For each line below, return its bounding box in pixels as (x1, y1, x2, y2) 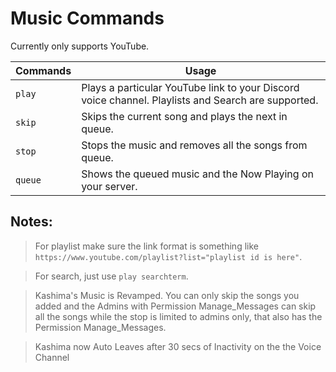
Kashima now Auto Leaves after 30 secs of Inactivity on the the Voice (34, 340, 322, 352)
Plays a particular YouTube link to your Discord (81, 80, 300, 94)
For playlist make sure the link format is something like (34, 240, 259, 252)
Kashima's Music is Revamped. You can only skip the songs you (34, 289, 300, 301)
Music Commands (10, 7, 165, 30)
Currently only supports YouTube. (10, 40, 150, 52)
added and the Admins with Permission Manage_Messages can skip (34, 300, 317, 312)
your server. (81, 179, 138, 193)
